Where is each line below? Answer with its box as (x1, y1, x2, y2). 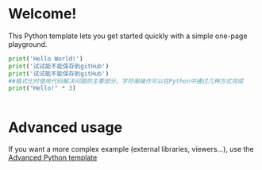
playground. (8, 39, 48, 48)
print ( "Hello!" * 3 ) (8, 84, 77, 92)
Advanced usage (8, 118, 123, 136)
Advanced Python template (8, 153, 98, 163)
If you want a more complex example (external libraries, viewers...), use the (8, 145, 254, 154)
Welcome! (8, 5, 77, 23)
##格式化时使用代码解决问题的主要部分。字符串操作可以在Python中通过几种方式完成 (8, 77, 244, 85)
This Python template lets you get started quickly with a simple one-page (8, 31, 248, 41)
